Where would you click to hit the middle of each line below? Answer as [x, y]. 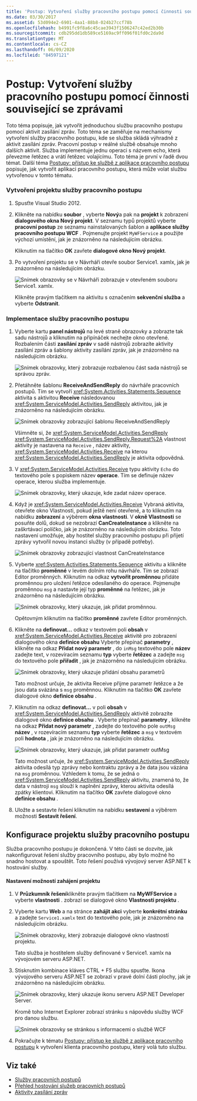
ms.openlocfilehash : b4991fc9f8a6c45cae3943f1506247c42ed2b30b [85, 28]
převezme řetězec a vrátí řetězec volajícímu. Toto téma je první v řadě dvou [97, 157]
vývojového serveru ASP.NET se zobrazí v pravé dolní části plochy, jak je [103, 977]
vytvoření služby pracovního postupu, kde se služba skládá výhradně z [92, 138]
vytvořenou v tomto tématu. [40, 175]
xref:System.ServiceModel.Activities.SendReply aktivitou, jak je [91, 404]
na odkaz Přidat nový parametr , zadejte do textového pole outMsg [95, 726]
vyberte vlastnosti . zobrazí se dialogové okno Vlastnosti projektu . [97, 900]
